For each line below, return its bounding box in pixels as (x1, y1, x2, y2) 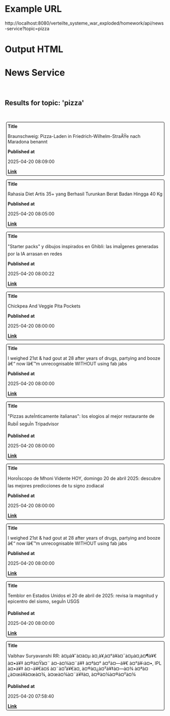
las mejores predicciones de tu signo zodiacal (8, 482, 104, 488)
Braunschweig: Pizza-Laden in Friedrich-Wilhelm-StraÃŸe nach (8, 133, 141, 139)
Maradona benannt (8, 138, 48, 145)
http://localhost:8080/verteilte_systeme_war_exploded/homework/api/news (5, 20, 164, 26)
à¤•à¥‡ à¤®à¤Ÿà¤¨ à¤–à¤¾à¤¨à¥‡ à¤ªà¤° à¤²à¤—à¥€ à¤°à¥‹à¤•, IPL (8, 660, 162, 666)
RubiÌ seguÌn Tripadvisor (8, 421, 59, 427)
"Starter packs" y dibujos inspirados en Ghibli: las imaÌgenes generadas (8, 243, 159, 249)
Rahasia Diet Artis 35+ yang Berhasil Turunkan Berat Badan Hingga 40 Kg (8, 191, 163, 197)
